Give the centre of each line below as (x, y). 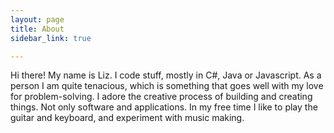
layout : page (37, 19)
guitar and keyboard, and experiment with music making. (127, 118)
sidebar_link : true (51, 38)
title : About (37, 29)
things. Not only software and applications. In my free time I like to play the (164, 107)
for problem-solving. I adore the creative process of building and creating (161, 97)
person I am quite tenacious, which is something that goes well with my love (167, 86)
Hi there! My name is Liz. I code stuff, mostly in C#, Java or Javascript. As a (166, 75)
